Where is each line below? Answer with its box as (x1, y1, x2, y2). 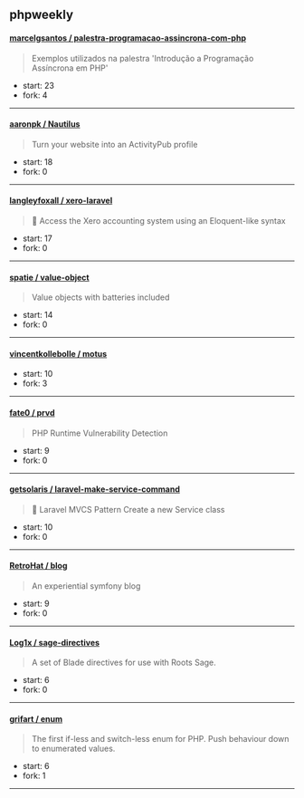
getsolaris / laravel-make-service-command (9, 484, 181, 495)
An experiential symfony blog (31, 581, 141, 591)
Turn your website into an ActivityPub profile (31, 139, 198, 149)
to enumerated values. (31, 743, 116, 755)
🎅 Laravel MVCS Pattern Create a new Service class (31, 504, 225, 514)
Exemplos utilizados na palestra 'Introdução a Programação (31, 53, 254, 63)
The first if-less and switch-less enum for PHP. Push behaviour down (31, 734, 290, 745)
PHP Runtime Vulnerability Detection (31, 428, 168, 438)
